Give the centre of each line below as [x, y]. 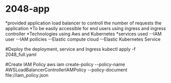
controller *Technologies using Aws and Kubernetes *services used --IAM [83, 34]
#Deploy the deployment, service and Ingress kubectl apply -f [70, 49]
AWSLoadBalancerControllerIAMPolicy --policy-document [66, 70]
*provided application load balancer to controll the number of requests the [83, 23]
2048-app [28, 9]
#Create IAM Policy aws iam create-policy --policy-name [65, 64]
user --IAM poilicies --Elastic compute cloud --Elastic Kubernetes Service [83, 39]
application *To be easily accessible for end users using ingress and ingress [86, 28]
